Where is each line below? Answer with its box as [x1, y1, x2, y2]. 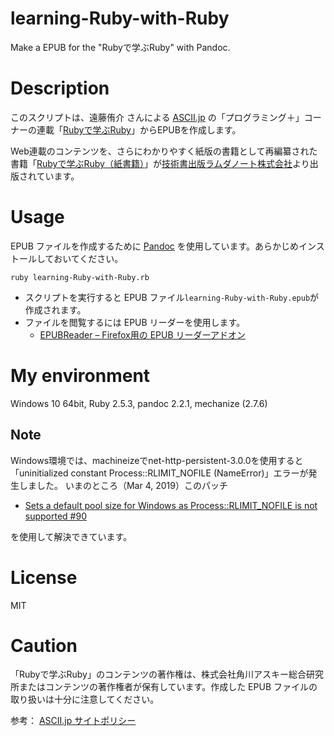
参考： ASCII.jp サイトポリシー [10, 715, 137, 727]
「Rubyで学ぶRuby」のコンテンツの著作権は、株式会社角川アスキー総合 [10, 668, 307, 681]
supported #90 [24, 510, 87, 522]
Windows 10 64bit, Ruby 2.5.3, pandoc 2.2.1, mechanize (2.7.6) [10, 397, 268, 409]
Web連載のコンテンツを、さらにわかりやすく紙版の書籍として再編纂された [10, 145, 318, 157]
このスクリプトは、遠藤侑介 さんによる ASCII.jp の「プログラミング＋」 [10, 111, 305, 123]
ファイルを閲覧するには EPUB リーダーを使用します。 [24, 316, 246, 328]
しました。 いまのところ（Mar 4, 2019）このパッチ [18, 479, 228, 491]
